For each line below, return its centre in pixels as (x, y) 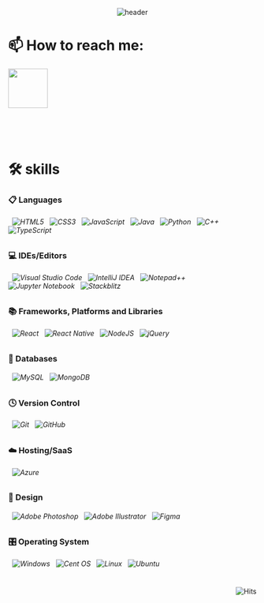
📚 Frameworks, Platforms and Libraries (86, 312)
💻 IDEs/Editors (37, 256)
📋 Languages (35, 200)
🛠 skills (34, 169)
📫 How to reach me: (76, 45)
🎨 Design (26, 497)
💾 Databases (33, 358)
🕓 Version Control (44, 403)
